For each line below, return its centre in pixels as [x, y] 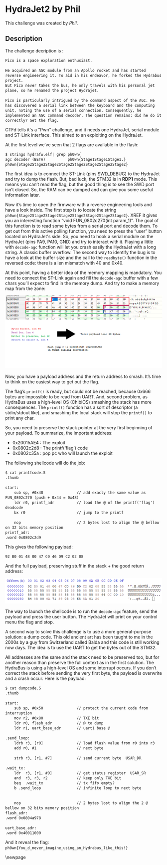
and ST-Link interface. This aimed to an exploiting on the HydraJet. [74, 135]
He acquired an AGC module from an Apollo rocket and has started [76, 70]
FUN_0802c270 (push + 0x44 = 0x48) [42, 498]
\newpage [16, 857]
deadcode [14, 508]
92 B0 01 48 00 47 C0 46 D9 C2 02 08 [44, 557]
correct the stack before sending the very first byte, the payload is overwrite [83, 673]
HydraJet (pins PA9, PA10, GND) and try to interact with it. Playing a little [79, 242]
